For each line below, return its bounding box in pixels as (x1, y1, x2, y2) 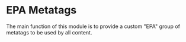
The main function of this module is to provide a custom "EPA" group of (6, 23, 181, 30)
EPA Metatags (6, 3, 77, 17)
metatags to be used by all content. (6, 29, 92, 36)
